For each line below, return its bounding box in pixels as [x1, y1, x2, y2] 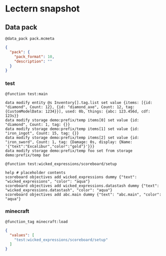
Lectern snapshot [5, 3, 80, 14]
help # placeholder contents [5, 170, 66, 175]
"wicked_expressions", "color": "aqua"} [5, 178, 91, 184]
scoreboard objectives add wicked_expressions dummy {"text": [5, 174, 137, 179]
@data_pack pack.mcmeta [5, 36, 55, 41]
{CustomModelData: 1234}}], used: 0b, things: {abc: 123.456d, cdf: [5, 108, 151, 114]
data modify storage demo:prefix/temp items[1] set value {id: [5, 126, 140, 131]
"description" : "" [14, 58, 52, 64]
